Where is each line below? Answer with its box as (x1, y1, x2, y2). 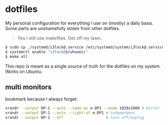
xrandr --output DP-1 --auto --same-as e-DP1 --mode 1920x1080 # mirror (5, 106, 160, 111)
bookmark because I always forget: (5, 96, 78, 102)
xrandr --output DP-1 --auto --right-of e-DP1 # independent (5, 110, 135, 115)
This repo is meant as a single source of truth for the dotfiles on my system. (5, 63, 161, 69)
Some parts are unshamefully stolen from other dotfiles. (5, 25, 120, 31)
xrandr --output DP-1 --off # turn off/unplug (5, 115, 144, 120)
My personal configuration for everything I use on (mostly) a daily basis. (5, 20, 154, 26)
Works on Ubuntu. (5, 68, 43, 74)
